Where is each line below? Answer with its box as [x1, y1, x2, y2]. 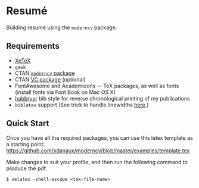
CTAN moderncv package [14, 70, 76, 77]
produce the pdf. [6, 165, 48, 172]
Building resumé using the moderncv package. [6, 24, 117, 31]
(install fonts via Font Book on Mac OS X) [14, 88, 116, 96]
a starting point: [6, 140, 45, 148]
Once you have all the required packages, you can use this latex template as [6, 134, 194, 141]
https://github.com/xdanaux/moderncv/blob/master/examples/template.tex [6, 147, 190, 154]
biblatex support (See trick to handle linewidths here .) [14, 101, 149, 108]
